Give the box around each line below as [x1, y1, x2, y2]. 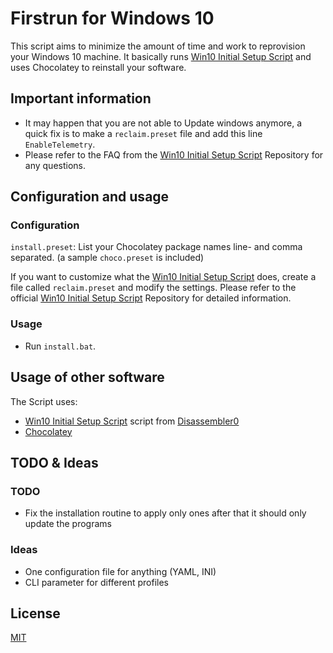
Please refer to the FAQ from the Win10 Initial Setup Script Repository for [24, 148, 324, 161]
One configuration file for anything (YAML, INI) [24, 565, 217, 577]
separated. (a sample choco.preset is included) [10, 252, 205, 264]
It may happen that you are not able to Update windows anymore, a [24, 117, 303, 129]
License [10, 605, 61, 622]
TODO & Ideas [10, 454, 99, 471]
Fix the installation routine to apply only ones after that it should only [24, 507, 307, 519]
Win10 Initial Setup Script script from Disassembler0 [24, 415, 240, 427]
